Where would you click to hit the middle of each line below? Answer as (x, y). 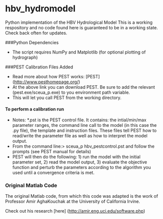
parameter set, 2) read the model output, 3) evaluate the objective (80, 162)
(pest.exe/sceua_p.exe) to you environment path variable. (71, 92)
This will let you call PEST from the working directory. (67, 98)
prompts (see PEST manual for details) (52, 152)
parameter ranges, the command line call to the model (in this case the (84, 125)
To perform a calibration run (35, 109)
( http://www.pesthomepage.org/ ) (46, 82)
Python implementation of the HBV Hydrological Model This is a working (79, 22)
